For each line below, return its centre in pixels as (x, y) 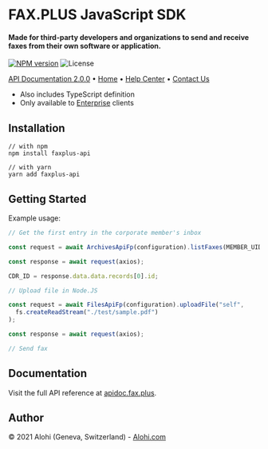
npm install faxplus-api (49, 153)
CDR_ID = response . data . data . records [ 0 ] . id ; (83, 276)
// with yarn (30, 168)
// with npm (28, 147)
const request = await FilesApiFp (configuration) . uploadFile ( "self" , (126, 305)
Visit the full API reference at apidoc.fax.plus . (83, 392)
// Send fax (28, 348)
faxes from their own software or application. (85, 46)
